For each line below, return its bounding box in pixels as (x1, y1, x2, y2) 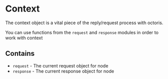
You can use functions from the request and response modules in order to (5, 29, 159, 35)
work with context (5, 35, 43, 41)
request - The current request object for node (12, 62, 109, 68)
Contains (5, 49, 35, 58)
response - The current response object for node (12, 68, 114, 74)
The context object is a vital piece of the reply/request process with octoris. (5, 20, 163, 26)
